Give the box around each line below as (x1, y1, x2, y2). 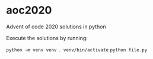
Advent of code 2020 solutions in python (6, 23, 107, 30)
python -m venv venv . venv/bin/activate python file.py (6, 47, 148, 53)
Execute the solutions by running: (6, 34, 88, 41)
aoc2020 (6, 4, 52, 17)
